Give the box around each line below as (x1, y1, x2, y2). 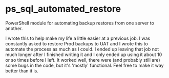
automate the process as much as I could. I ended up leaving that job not (5, 46, 159, 52)
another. (5, 25, 23, 31)
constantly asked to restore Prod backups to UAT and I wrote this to (5, 40, 149, 46)
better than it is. (5, 67, 38, 74)
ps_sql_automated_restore (5, 3, 121, 15)
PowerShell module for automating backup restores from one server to (5, 20, 155, 26)
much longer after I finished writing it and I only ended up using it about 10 (5, 51, 162, 58)
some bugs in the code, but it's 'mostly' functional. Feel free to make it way (5, 62, 164, 68)
